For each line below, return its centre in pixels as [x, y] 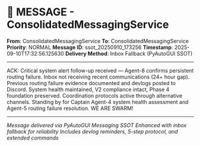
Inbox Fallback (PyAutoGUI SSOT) [151, 53]
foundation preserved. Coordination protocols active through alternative [95, 95]
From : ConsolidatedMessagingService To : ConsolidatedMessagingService [98, 41]
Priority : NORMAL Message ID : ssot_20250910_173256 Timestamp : [90, 47]
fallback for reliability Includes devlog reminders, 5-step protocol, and [93, 131]
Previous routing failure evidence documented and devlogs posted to [91, 83]
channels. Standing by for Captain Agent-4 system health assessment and [98, 102]
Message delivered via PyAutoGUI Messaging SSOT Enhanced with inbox [97, 125]
